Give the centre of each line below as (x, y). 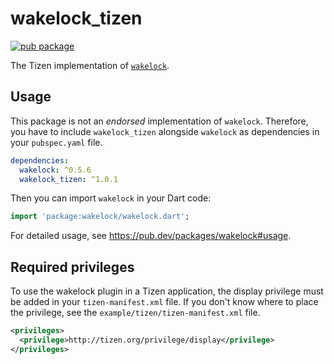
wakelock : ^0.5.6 (55, 170)
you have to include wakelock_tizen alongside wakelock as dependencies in (165, 131)
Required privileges (72, 267)
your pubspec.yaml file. (56, 142)
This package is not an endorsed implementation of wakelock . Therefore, (159, 121)
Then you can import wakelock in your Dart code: (111, 198)
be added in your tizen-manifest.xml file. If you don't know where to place (164, 302)
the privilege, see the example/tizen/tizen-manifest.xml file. (135, 313)
